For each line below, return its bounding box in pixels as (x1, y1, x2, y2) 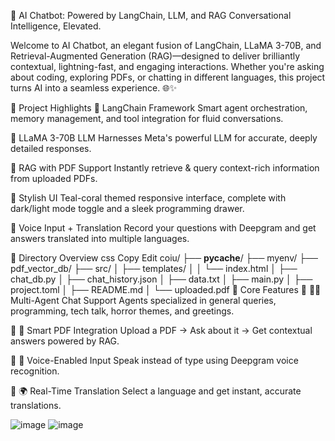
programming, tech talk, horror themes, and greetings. (10, 305, 235, 317)
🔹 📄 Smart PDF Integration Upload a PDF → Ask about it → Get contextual (10, 325, 313, 336)
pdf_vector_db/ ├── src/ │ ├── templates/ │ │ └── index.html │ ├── (10, 263, 298, 274)
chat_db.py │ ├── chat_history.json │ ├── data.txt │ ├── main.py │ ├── (10, 273, 313, 285)
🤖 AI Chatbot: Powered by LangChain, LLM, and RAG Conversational (10, 10, 292, 21)
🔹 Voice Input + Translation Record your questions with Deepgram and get (10, 222, 317, 234)
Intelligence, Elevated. (10, 20, 102, 32)
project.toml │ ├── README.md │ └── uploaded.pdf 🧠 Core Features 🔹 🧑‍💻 (10, 284, 322, 295)
